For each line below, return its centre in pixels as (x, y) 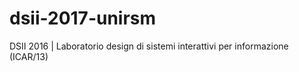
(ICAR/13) (29, 56)
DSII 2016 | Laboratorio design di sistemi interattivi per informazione (149, 46)
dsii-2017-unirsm (83, 18)
